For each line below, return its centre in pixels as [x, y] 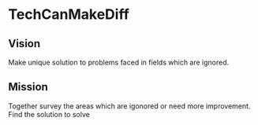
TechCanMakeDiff [69, 15]
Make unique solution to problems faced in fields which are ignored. [119, 62]
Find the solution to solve [49, 114]
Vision [24, 44]
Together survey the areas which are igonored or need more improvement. [129, 106]
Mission [28, 87]
